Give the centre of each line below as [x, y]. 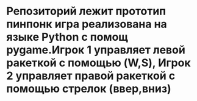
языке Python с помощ [67, 37]
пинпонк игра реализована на [87, 24]
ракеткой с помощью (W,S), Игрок [99, 63]
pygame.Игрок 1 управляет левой [96, 50]
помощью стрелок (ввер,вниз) [89, 89]
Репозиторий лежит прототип [86, 11]
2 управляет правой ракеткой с [91, 76]
